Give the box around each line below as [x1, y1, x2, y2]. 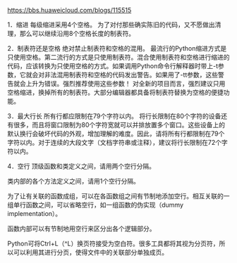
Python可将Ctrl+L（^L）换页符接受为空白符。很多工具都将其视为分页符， [7, 239, 219, 248]
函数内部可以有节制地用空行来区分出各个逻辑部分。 [7, 224, 156, 233]
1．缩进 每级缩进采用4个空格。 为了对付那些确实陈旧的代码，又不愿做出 [7, 20, 215, 29]
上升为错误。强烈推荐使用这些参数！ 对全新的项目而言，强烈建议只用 [25, 79, 226, 87]
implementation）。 [7, 210, 62, 217]
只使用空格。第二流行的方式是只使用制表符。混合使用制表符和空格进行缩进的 [7, 53, 230, 61]
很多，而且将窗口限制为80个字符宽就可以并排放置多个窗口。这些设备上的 [13, 121, 226, 129]
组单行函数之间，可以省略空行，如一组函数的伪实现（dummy [7, 200, 184, 209]
